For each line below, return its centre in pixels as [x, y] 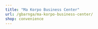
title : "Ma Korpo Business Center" [42, 10]
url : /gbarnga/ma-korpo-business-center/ [49, 14]
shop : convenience [24, 19]
